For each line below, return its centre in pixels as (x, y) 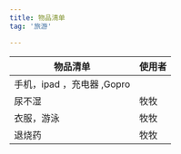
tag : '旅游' (30, 26)
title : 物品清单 (37, 18)
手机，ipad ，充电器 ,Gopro (72, 84)
